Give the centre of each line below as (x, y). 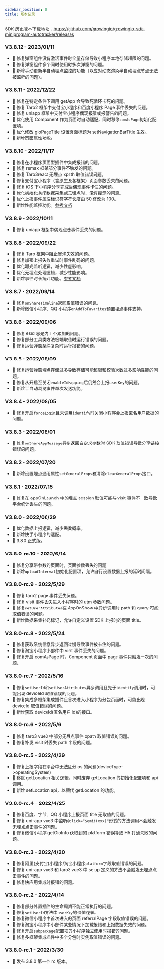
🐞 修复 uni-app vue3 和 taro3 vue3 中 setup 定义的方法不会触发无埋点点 (84, 869)
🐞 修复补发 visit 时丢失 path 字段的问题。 (53, 742)
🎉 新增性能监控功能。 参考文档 (42, 205)
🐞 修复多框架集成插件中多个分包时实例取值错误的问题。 (68, 937)
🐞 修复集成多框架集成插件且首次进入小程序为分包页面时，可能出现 (79, 699)
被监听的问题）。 (28, 77)
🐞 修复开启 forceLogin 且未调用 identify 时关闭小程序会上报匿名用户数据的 (85, 413)
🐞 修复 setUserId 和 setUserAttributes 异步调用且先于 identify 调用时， (82, 687)
